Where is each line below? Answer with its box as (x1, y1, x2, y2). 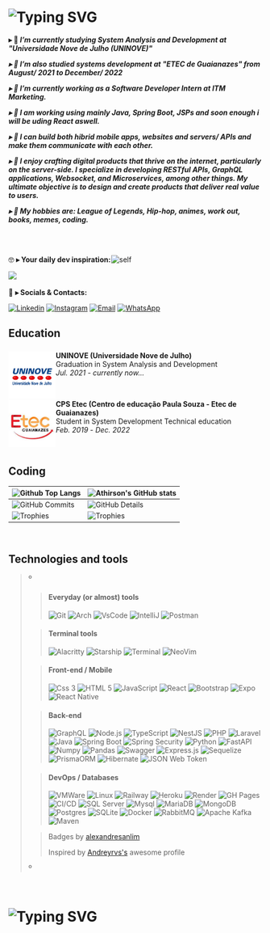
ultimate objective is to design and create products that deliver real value (8, 182, 260, 192)
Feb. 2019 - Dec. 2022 (56, 425, 131, 435)
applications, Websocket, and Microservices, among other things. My (8, 173, 248, 183)
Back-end (48, 710, 82, 720)
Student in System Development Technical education (56, 416, 232, 426)
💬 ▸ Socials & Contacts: (8, 287, 87, 297)
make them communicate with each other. (8, 140, 153, 150)
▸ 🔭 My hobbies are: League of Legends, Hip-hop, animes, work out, (8, 206, 240, 216)
